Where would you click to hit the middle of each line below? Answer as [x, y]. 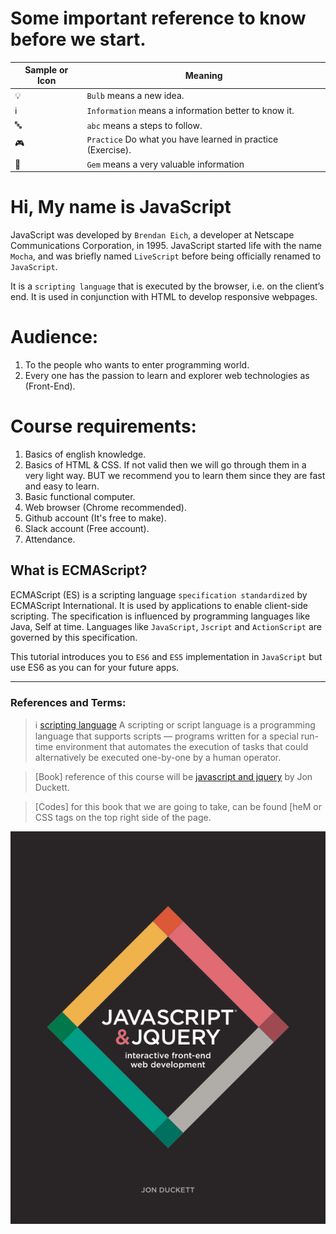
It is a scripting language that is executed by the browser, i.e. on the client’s [167, 286]
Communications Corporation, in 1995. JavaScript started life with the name [166, 246]
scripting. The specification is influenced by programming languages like [160, 616]
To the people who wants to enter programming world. [137, 365]
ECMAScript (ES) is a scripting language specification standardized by [159, 594]
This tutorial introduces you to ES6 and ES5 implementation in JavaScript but [166, 656]
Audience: [54, 337]
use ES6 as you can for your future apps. [95, 667]
